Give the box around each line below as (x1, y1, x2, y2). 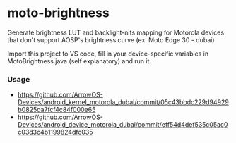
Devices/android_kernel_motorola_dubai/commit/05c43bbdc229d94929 (17, 98, 230, 106)
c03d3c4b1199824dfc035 (17, 128, 93, 137)
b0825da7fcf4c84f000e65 (17, 106, 96, 114)
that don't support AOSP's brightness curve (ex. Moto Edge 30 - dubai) (7, 35, 215, 44)
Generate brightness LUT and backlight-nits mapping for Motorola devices (7, 28, 225, 37)
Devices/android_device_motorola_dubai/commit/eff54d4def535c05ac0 (17, 120, 228, 129)
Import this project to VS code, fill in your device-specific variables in (7, 49, 209, 58)
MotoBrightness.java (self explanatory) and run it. (7, 56, 152, 65)
